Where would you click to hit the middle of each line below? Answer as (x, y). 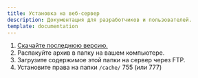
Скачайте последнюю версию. (63, 46)
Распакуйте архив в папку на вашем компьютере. (91, 53)
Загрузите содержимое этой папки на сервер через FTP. (101, 60)
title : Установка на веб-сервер (53, 13)
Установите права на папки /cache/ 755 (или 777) (89, 67)
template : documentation (43, 26)
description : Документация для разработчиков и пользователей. (100, 20)
